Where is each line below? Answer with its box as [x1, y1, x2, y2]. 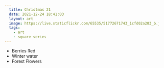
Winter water [11, 53, 38, 59]
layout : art [9, 16, 34, 21]
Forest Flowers [11, 58, 42, 64]
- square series [13, 35, 47, 40]
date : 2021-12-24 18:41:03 [9, 12, 64, 17]
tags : [9, 25, 21, 30]
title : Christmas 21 [9, 7, 51, 12]
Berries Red [11, 47, 36, 54]
